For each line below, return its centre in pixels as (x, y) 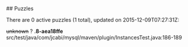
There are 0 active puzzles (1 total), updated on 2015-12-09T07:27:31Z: (93, 20)
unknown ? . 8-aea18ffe (35, 31)
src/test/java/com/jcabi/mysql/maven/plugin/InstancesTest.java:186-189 (94, 37)
